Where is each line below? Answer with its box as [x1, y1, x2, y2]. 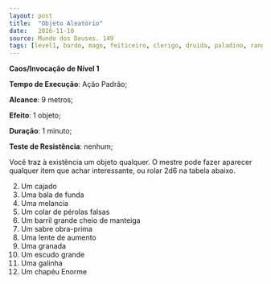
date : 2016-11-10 [9, 27, 75, 35]
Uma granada [20, 241, 67, 251]
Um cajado [20, 182, 57, 191]
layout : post [9, 11, 53, 20]
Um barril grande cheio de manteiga [20, 216, 141, 225]
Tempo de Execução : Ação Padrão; [9, 80, 128, 89]
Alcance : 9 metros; [9, 95, 73, 105]
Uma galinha [20, 258, 63, 268]
